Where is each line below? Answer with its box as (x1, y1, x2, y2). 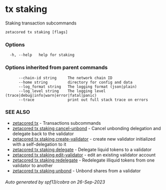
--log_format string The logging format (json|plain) (18, 84, 137, 89)
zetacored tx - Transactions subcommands (12, 120, 101, 126)
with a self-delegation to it (12, 141, 66, 147)
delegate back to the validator (12, 131, 74, 137)
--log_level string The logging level (18, 88, 106, 93)
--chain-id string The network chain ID (18, 75, 113, 80)
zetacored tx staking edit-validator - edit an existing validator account (12, 152, 156, 158)
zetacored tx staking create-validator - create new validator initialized (12, 136, 156, 142)
